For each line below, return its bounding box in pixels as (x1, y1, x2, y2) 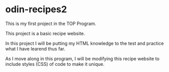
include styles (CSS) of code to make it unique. (5, 61, 105, 67)
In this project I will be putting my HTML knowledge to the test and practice (5, 40, 164, 46)
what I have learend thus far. (5, 45, 66, 52)
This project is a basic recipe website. (5, 30, 86, 36)
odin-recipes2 (5, 4, 68, 15)
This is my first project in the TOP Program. (5, 20, 96, 27)
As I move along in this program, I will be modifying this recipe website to (5, 55, 160, 62)
